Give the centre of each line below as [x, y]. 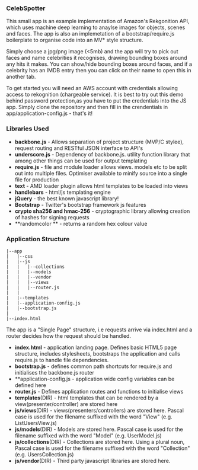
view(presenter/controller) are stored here [66, 404]
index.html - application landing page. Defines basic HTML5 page [96, 347]
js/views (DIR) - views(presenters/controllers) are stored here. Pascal [99, 410]
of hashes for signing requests [52, 217]
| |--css [20, 256]
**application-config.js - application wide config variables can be [95, 379]
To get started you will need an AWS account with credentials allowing [92, 88]
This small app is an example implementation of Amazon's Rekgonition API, [98, 21]
